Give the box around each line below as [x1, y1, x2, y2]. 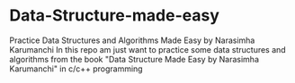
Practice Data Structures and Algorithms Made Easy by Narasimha [9, 35, 255, 46]
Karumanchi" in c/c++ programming [9, 63, 143, 74]
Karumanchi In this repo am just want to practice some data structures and [9, 44, 286, 54]
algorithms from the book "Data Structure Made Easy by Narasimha [9, 54, 259, 64]
